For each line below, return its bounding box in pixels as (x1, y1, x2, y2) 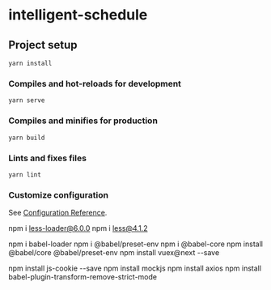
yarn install (8, 59, 53, 67)
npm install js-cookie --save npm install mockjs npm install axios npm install (8, 263, 261, 273)
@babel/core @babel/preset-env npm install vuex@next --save (8, 248, 220, 258)
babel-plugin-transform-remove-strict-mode (8, 272, 158, 282)
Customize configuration (8, 189, 109, 200)
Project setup (8, 38, 78, 52)
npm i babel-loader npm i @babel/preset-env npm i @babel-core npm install (8, 239, 263, 249)
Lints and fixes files (8, 152, 87, 164)
